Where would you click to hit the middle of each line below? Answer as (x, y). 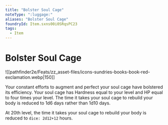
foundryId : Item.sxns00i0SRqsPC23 (41, 24)
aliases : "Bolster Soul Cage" (37, 19)
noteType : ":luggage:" (29, 15)
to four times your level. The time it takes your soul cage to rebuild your (79, 97)
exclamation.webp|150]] (30, 77)
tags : (11, 29)
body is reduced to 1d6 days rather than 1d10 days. (58, 103)
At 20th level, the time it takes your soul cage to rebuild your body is (76, 112)
